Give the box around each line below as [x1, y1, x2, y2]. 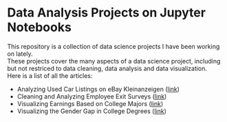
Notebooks [7, 19, 72, 35]
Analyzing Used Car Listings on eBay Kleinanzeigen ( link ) [17, 85, 180, 93]
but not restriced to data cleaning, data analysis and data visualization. [7, 64, 208, 72]
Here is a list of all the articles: [7, 71, 93, 80]
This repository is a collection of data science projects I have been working [7, 42, 220, 50]
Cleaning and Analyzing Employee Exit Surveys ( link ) [17, 92, 167, 101]
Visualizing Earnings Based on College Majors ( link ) [17, 99, 164, 108]
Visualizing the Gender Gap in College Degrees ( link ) [17, 107, 167, 115]
